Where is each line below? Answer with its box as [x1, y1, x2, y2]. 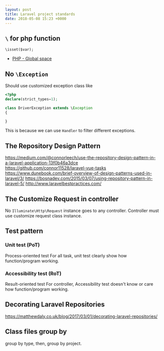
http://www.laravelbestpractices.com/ [25, 181, 102, 187]
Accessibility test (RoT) [5, 270, 62, 277]
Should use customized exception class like [5, 83, 93, 88]
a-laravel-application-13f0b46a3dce [5, 160, 78, 166]
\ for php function [5, 34, 61, 42]
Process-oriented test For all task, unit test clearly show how [5, 253, 127, 258]
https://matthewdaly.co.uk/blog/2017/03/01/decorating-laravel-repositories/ [5, 313, 158, 319]
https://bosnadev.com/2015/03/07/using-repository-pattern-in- [25, 175, 153, 181]
